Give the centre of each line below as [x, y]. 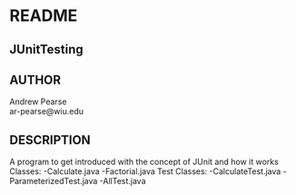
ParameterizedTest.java [54, 181]
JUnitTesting [46, 49]
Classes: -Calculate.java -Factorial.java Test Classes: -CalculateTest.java [145, 171]
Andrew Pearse [38, 102]
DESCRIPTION [50, 140]
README [44, 16]
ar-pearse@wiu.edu [47, 112]
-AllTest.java [123, 181]
